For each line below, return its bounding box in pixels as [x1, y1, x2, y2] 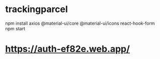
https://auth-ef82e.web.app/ [5, 43, 130, 55]
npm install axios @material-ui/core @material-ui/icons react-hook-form [5, 20, 155, 26]
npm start [5, 25, 26, 31]
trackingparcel [5, 4, 68, 15]
